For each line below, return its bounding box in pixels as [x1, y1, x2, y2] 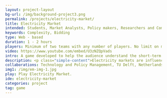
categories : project [5, 81, 48, 86]
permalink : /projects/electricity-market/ [5, 16, 94, 21]
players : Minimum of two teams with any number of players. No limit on [5, 44, 159, 49]
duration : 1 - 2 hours [5, 40, 52, 45]
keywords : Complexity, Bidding [5, 30, 70, 35]
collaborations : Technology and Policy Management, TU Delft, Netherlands [5, 62, 164, 67]
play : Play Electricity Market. [5, 72, 72, 77]
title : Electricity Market [5, 21, 61, 26]
